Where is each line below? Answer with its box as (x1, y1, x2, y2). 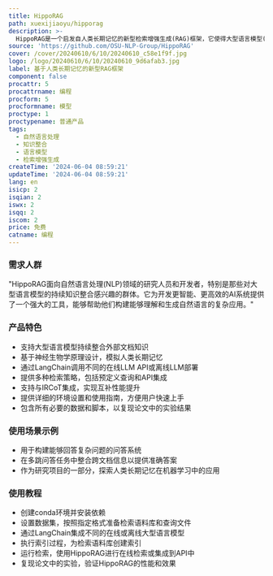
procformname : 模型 (8, 102, 72, 110)
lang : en (8, 178, 38, 187)
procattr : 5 (8, 80, 49, 88)
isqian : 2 (8, 193, 42, 201)
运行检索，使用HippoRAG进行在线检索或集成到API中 (19, 548, 195, 558)
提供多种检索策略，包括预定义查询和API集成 (19, 372, 168, 382)
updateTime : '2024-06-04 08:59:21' (8, 171, 129, 179)
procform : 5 (8, 95, 49, 103)
